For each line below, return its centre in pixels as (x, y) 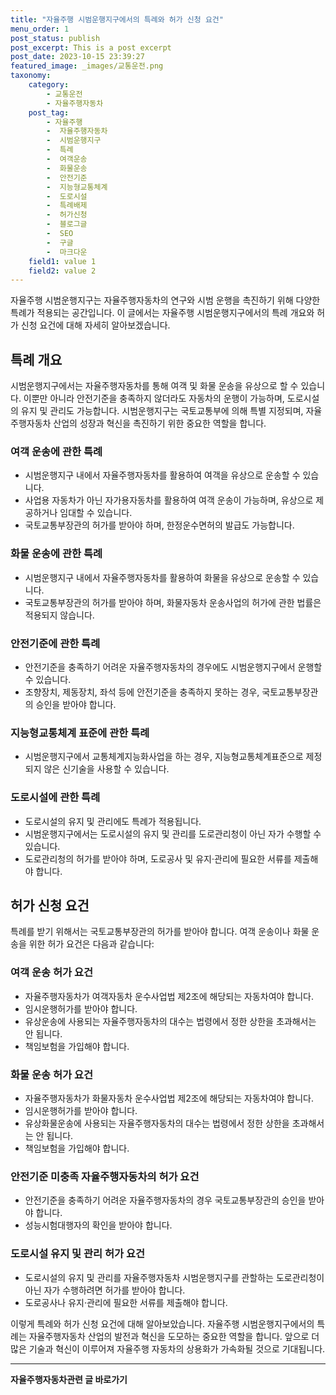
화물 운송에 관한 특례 (56, 554)
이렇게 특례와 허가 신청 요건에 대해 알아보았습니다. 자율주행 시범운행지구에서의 (162, 1323)
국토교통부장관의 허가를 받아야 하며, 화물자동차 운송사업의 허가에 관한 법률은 (173, 602)
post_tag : (49, 112)
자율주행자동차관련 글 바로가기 (69, 1379)
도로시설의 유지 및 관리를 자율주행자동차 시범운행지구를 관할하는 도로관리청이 (174, 1277)
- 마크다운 (67, 252)
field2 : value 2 (62, 271)
